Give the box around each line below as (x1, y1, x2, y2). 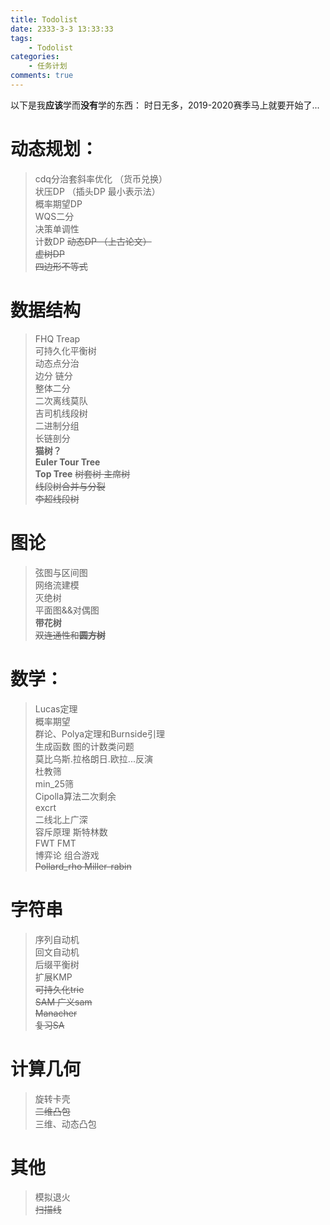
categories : (10, 52, 60, 62)
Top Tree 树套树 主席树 (34, 467, 131, 480)
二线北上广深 (34, 813, 88, 825)
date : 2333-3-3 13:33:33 (10, 24, 114, 34)
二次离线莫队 (34, 394, 88, 406)
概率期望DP (34, 197, 83, 210)
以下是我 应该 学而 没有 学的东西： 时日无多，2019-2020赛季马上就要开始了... (10, 99, 320, 111)
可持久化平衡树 (34, 344, 97, 356)
